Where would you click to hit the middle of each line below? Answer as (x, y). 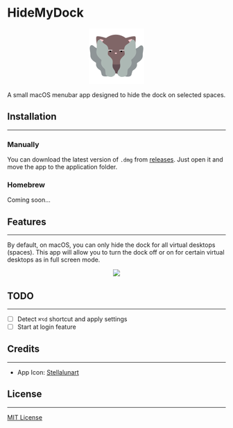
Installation (32, 117)
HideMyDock (46, 13)
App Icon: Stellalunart (48, 372)
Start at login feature (46, 327)
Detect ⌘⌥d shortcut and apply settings (72, 319)
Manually (23, 144)
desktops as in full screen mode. (54, 260)
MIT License (25, 417)
